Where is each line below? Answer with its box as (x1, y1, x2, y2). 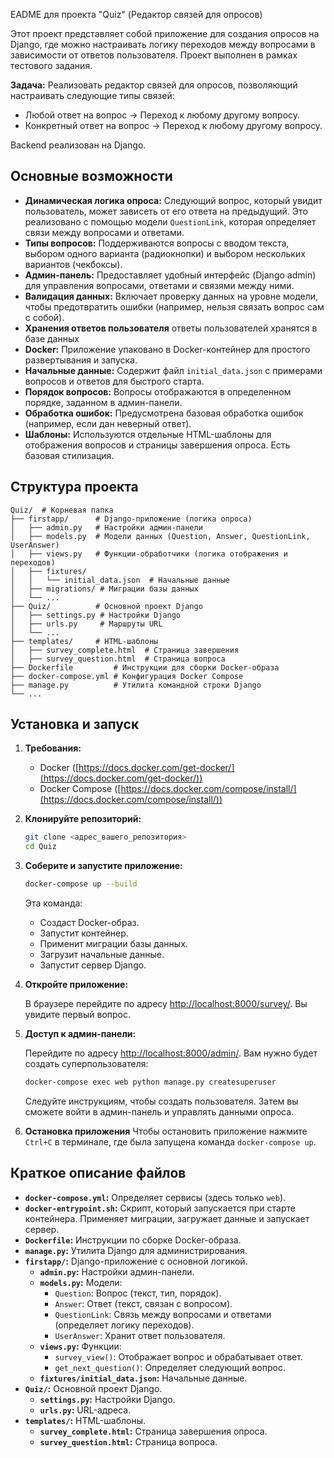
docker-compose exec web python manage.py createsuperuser (24, 1077, 277, 1088)
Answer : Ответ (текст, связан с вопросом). (54, 1297, 233, 1309)
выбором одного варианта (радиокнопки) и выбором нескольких (24, 247, 306, 259)
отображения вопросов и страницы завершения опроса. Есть (24, 439, 291, 451)
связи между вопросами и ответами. (24, 226, 185, 238)
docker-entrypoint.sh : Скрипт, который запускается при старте (24, 1202, 296, 1214)
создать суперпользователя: (24, 1058, 149, 1070)
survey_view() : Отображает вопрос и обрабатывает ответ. (54, 1350, 303, 1363)
